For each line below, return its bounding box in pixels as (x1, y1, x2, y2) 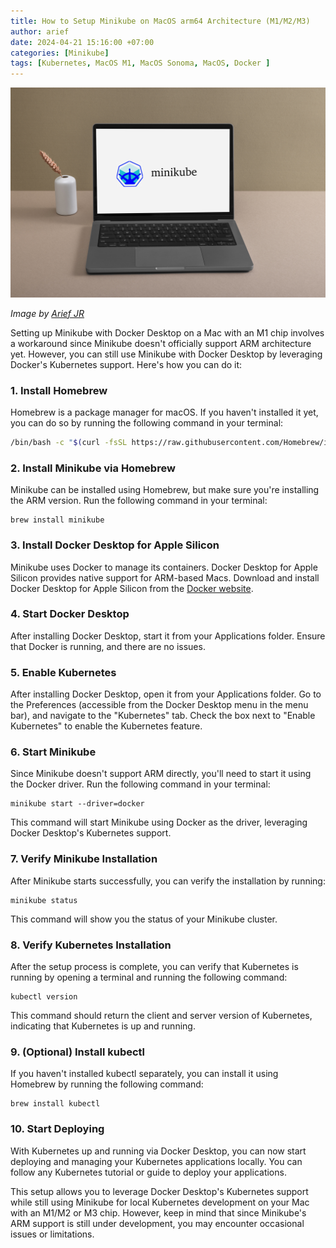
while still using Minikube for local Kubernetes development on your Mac (10, 1196, 310, 1208)
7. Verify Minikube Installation (10, 852, 158, 866)
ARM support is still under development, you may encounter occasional (10, 1217, 305, 1229)
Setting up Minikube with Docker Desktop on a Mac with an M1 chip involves (10, 326, 325, 339)
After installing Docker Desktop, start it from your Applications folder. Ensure (10, 630, 326, 642)
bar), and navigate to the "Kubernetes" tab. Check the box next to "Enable (10, 710, 316, 722)
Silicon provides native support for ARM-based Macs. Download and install (10, 571, 320, 584)
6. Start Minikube (10, 745, 97, 759)
